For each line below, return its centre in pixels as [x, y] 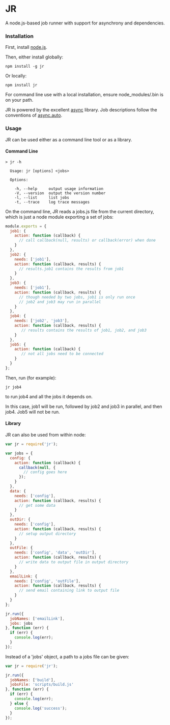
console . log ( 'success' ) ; [41, 708]
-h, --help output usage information [59, 189]
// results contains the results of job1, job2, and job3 [84, 330]
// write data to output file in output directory [74, 562]
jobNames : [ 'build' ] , [33, 680]
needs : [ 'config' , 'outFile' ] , [48, 581]
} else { [19, 703]
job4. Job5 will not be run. [33, 412]
